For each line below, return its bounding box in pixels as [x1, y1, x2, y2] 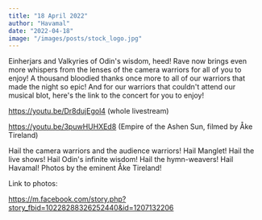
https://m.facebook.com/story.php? [8, 194, 127, 204]
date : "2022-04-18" [8, 27, 74, 35]
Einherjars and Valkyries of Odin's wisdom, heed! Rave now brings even [8, 56, 247, 66]
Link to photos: [8, 179, 58, 189]
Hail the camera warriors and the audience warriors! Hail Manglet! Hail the [8, 146, 255, 156]
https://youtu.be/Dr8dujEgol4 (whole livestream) [8, 106, 169, 116]
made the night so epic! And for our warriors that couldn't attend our [8, 82, 236, 92]
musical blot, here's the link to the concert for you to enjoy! [8, 90, 204, 101]
